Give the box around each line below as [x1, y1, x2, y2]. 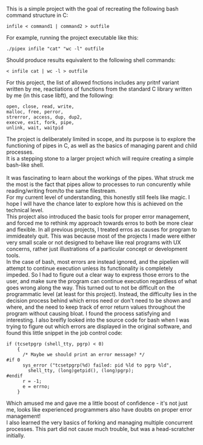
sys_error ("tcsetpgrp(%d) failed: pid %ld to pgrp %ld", [22, 362, 172, 368]
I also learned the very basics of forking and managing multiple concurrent [6, 419, 193, 426]
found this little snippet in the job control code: [6, 329, 123, 336]
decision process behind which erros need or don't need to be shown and [6, 297, 191, 304]
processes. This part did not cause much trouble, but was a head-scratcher [6, 426, 195, 432]
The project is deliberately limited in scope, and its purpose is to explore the [6, 136, 196, 142]
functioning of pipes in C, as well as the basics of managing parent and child [6, 142, 198, 149]
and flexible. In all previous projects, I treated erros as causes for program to [6, 226, 198, 233]
